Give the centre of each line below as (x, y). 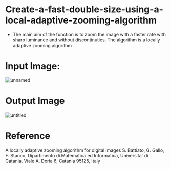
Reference (28, 136)
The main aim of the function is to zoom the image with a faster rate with (89, 34)
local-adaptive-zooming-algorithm (81, 20)
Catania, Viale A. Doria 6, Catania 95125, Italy (53, 161)
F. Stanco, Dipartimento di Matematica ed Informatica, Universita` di (77, 155)
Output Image (35, 101)
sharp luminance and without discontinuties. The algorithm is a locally (86, 40)
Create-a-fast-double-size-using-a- (84, 9)
